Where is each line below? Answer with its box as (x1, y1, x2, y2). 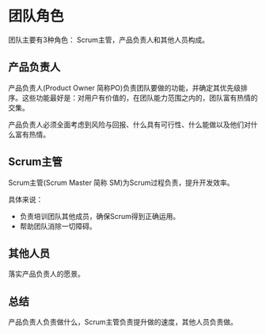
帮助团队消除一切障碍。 (19, 221, 97, 231)
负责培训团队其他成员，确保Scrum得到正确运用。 (19, 211, 180, 221)
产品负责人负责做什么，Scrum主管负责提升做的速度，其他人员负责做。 (8, 317, 237, 327)
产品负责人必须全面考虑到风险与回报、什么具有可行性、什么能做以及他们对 (8, 120, 251, 129)
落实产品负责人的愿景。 (8, 269, 85, 278)
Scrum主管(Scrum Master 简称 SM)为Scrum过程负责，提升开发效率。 (8, 178, 234, 187)
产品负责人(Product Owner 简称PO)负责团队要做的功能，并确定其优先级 (8, 83, 241, 92)
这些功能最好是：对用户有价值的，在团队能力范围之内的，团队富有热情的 (21, 93, 258, 102)
